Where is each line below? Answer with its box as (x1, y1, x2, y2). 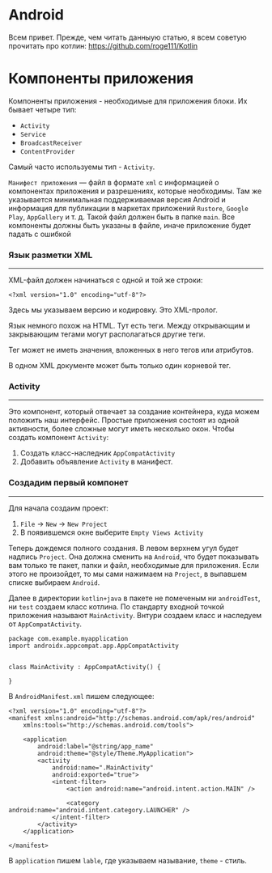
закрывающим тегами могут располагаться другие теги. (8, 329, 206, 339)
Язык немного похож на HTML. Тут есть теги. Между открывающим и (8, 321, 251, 331)
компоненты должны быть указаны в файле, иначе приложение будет (8, 220, 252, 230)
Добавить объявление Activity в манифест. (19, 457, 173, 467)
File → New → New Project (19, 519, 108, 528)
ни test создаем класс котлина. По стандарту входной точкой (8, 601, 225, 612)
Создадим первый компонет (8, 477, 129, 489)
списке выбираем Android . (8, 577, 100, 587)
